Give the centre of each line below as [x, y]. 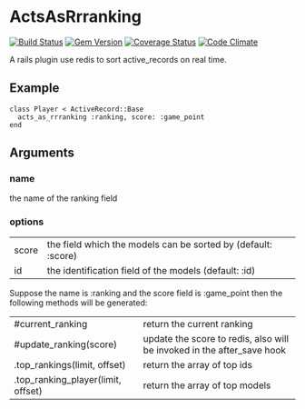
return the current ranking [198, 324]
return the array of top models [207, 385]
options [27, 222]
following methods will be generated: [79, 303]
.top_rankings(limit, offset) [70, 364]
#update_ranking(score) [66, 344]
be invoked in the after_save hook [215, 350]
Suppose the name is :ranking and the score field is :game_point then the [146, 293]
